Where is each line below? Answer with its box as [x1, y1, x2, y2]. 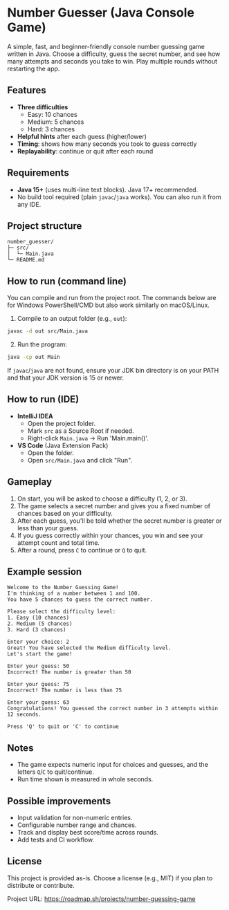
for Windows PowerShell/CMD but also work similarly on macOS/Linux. [7, 301, 210, 309]
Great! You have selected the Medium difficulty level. [7, 644, 172, 651]
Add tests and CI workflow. [17, 835, 95, 844]
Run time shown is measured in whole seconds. [17, 775, 154, 783]
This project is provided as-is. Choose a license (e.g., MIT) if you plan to [7, 873, 213, 882]
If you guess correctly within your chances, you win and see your [17, 531, 204, 539]
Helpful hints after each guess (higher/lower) [17, 132, 147, 140]
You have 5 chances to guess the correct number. [7, 596, 154, 603]
